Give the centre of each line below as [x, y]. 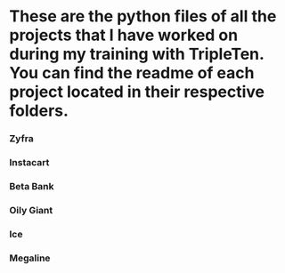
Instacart [29, 163]
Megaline [30, 258]
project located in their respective [137, 92]
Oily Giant [31, 210]
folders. [39, 111]
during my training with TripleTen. [137, 54]
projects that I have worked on [124, 35]
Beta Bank [32, 186]
